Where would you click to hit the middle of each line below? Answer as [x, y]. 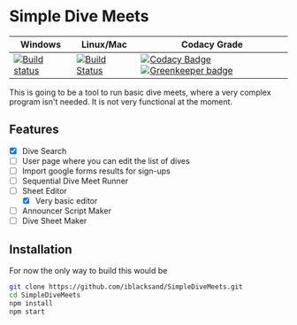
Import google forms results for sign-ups [96, 171]
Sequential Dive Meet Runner [75, 181]
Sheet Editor [45, 191]
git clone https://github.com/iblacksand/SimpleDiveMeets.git [126, 287]
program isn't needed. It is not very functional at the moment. [121, 101]
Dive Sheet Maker [54, 221]
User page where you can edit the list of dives [106, 160]
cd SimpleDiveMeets [45, 295]
